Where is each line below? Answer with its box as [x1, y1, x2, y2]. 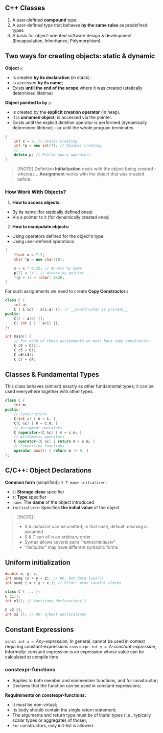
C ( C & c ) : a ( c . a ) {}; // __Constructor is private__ [14, 307, 128, 312]
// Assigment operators [14, 425, 63, 430]
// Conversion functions [14, 443, 65, 449]
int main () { [5, 334, 32, 339]
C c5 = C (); [14, 348, 38, 353]
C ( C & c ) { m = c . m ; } [14, 421, 58, 426]
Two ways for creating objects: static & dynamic [5, 52, 155, 60]
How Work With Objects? [5, 188, 66, 195]
